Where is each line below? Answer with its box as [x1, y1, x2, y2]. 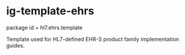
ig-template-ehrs [6, 4, 95, 18]
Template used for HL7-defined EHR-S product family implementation [6, 35, 180, 42]
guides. [6, 42, 25, 49]
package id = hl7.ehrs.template [6, 24, 83, 31]
